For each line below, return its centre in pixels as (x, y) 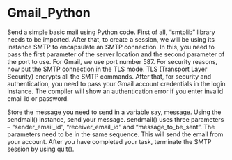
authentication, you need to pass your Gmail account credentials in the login (116, 83)
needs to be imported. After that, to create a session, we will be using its (111, 39)
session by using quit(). (41, 149)
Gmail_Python (49, 13)
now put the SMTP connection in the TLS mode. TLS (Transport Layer (107, 69)
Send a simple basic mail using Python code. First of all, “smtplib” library (111, 32)
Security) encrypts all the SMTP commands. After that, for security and (109, 76)
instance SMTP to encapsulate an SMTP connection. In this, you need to (111, 47)
